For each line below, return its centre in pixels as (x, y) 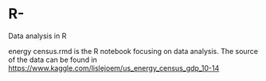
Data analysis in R (37, 36)
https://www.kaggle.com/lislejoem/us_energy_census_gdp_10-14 (114, 67)
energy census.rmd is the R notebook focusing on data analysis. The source (133, 51)
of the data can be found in (53, 60)
